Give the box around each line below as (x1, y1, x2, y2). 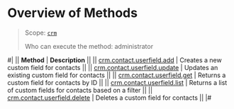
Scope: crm (24, 28, 57, 37)
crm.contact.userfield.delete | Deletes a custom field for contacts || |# (7, 93, 212, 102)
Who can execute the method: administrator (24, 42, 154, 50)
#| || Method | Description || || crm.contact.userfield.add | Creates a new (7, 55, 222, 64)
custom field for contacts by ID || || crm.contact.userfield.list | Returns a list (7, 78, 228, 86)
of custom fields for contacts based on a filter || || (7, 86, 153, 94)
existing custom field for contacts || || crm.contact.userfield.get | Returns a (7, 71, 226, 79)
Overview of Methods (7, 5, 138, 21)
